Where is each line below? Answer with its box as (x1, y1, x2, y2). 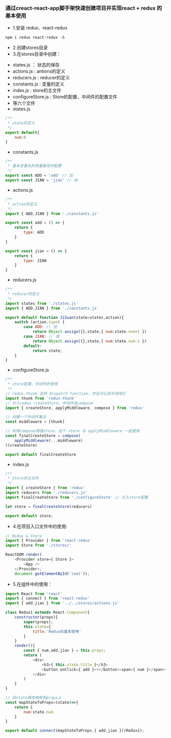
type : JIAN (23, 258, 47, 263)
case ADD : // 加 (23, 325, 58, 330)
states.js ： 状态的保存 (12, 62, 60, 68)
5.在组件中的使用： (12, 581, 52, 587)
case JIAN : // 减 (23, 334, 60, 339)
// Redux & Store (5, 533, 42, 539)
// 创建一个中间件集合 (5, 414, 47, 420)
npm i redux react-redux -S (5, 35, 65, 40)
